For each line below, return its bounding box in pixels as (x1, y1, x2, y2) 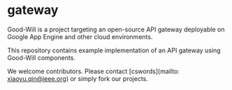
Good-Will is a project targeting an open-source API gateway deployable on (7, 25, 225, 33)
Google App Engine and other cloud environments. (7, 32, 153, 40)
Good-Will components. (7, 53, 75, 61)
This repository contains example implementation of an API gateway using (7, 46, 222, 54)
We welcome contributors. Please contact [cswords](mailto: (7, 67, 180, 75)
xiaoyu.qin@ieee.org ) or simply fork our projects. (7, 74, 148, 82)
